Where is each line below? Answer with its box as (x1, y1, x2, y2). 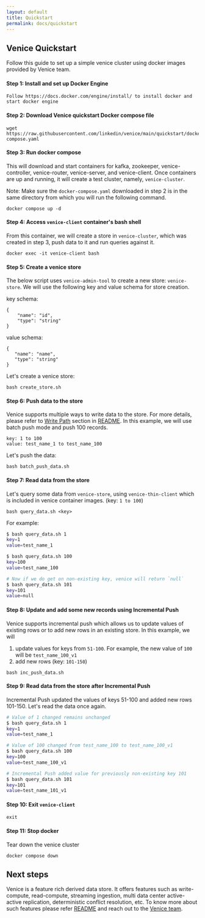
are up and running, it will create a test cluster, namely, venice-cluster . (6, 175, 185, 182)
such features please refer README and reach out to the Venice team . (6, 905, 183, 912)
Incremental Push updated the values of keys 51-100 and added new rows (6, 696, 192, 703)
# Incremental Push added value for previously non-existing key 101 (6, 771, 187, 777)
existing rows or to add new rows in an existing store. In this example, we (6, 626, 190, 633)
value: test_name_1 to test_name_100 (6, 441, 103, 447)
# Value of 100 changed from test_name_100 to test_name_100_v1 (6, 742, 173, 748)
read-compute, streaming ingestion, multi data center (31, 892, 166, 900)
